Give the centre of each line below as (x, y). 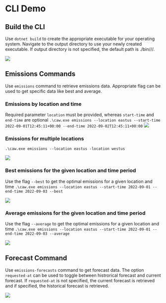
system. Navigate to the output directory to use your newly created (74, 44)
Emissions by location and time (43, 104)
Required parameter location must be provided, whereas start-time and (80, 115)
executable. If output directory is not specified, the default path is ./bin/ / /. (80, 49)
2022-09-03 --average (47, 234)
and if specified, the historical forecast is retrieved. (57, 286)
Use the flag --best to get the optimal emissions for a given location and (79, 181)
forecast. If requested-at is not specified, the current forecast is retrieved (80, 280)
